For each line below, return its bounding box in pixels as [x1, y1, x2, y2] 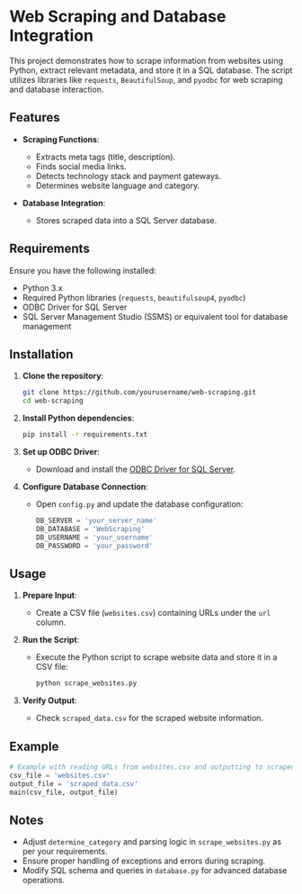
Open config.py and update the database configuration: [35, 499, 244, 510]
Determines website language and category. [35, 180, 200, 191]
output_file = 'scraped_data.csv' [9, 779, 139, 789]
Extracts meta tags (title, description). [35, 151, 176, 162]
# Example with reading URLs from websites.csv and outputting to [9, 763, 263, 772]
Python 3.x [22, 282, 63, 293]
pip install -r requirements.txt [22, 430, 148, 439]
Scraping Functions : [22, 133, 100, 145]
